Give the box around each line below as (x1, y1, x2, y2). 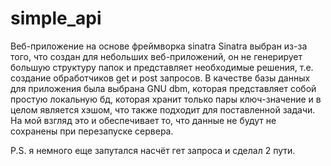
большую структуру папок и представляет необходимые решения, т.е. (10, 61, 314, 73)
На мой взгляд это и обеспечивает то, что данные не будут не (10, 114, 277, 126)
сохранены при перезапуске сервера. (10, 125, 174, 137)
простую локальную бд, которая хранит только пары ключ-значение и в (10, 93, 322, 105)
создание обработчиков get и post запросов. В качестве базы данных (10, 72, 311, 84)
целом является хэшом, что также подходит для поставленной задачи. (10, 103, 316, 116)
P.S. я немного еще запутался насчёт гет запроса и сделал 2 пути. (10, 144, 296, 156)
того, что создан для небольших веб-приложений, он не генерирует (10, 50, 303, 62)
